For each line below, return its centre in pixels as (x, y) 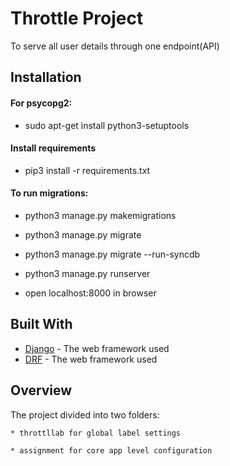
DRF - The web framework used (91, 359)
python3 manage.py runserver (87, 273)
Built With (41, 324)
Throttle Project (77, 18)
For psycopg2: (41, 103)
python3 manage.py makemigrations (100, 215)
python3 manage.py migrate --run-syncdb (112, 254)
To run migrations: (49, 193)
